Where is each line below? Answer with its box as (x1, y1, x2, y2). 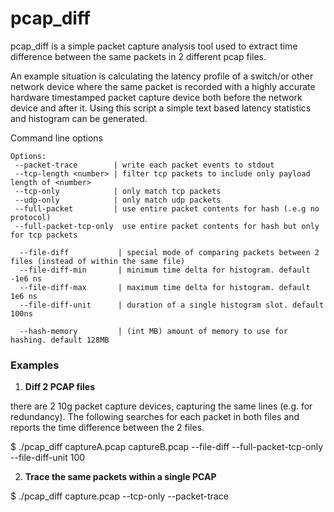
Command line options (10, 132, 103, 144)
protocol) (10, 212, 52, 222)
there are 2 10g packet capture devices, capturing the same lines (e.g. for (10, 400, 313, 412)
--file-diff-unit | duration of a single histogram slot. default (19, 300, 325, 310)
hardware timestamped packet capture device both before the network (10, 91, 303, 103)
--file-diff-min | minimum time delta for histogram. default (19, 265, 311, 275)
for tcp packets (10, 230, 78, 240)
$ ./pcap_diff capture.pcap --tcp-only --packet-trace (10, 490, 229, 502)
